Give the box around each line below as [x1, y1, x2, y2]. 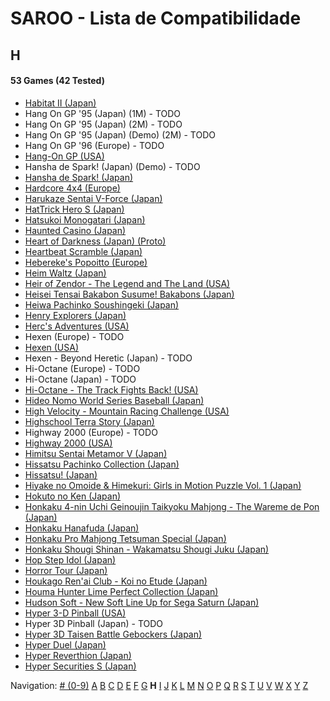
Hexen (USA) [24, 341, 80, 353]
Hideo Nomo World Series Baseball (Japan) [24, 394, 205, 406]
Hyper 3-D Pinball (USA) [24, 607, 127, 619]
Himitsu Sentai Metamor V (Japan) [24, 447, 168, 459]
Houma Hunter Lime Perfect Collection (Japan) [24, 585, 219, 597]
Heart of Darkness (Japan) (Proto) [24, 235, 167, 247]
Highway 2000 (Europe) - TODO [24, 426, 158, 438]
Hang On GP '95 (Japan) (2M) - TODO [24, 118, 183, 130]
